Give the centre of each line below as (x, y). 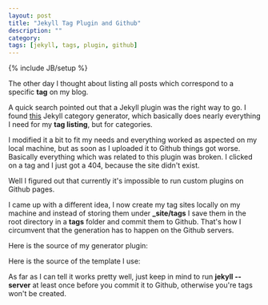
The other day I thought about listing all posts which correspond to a (121, 84)
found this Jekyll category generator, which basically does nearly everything (134, 116)
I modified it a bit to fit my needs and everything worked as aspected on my (133, 140)
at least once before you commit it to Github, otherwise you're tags (143, 285)
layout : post (30, 16)
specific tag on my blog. (48, 92)
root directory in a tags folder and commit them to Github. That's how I (125, 222)
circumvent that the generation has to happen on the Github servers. (121, 230)
